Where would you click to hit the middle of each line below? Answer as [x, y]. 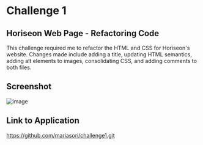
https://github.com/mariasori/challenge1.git [61, 135]
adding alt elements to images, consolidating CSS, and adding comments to [102, 61]
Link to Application [43, 121]
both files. [19, 67]
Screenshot [29, 87]
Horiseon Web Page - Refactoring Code [83, 33]
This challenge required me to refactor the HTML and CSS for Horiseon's [98, 48]
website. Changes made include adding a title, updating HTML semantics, [99, 54]
